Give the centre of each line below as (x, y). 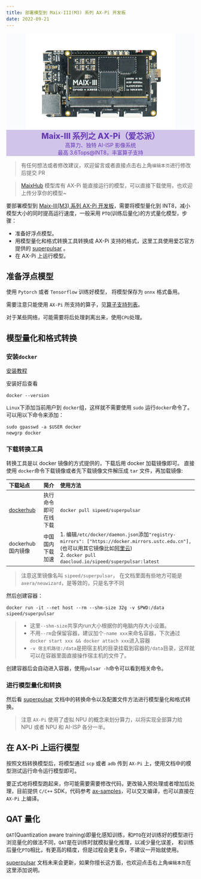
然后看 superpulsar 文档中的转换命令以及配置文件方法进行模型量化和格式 (96, 699)
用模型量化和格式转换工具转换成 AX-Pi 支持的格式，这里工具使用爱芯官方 (105, 241)
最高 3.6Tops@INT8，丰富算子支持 (100, 152)
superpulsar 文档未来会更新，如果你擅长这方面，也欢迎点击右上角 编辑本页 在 (99, 862)
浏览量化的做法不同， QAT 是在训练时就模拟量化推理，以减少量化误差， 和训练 (100, 842)
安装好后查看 (22, 384)
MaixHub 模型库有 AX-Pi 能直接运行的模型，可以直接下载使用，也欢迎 (106, 185)
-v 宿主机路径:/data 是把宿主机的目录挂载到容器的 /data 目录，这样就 (112, 648)
